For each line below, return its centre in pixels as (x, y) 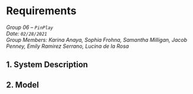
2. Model (23, 85)
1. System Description (47, 65)
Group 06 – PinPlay (30, 27)
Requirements (41, 11)
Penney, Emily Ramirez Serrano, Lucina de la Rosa (68, 46)
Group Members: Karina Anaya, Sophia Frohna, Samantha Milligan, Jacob (97, 40)
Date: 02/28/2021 (27, 33)
